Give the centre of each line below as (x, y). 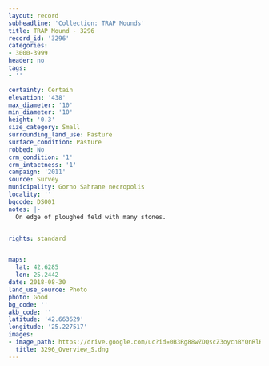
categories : (28, 46)
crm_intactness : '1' (43, 165)
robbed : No (26, 149)
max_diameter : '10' (41, 105)
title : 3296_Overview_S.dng (62, 349)
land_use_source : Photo (48, 290)
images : (21, 335)
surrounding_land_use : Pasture (60, 135)
